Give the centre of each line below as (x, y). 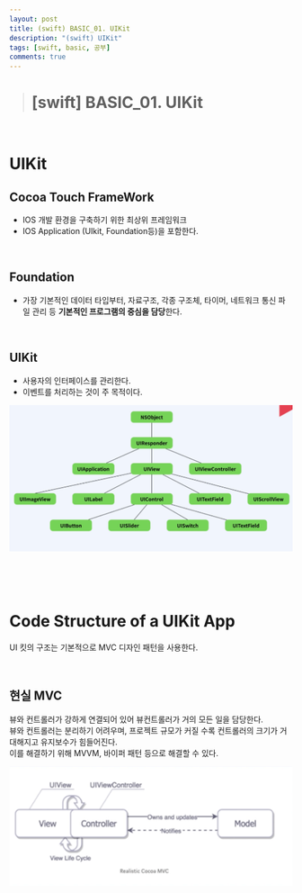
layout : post (34, 19)
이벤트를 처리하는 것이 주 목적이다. (82, 392)
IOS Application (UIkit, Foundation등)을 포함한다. (111, 231)
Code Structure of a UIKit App (122, 622)
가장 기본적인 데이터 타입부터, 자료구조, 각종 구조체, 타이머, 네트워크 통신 (149, 300)
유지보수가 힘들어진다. (79, 742)
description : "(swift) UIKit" (66, 38)
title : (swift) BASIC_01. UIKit (70, 28)
